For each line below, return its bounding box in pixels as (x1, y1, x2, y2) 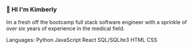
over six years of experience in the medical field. (6, 25, 125, 32)
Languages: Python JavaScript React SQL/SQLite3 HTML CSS (6, 37, 157, 44)
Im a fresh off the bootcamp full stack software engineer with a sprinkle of (6, 19, 188, 26)
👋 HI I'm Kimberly (6, 5, 57, 14)
